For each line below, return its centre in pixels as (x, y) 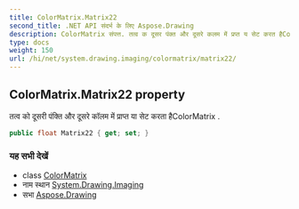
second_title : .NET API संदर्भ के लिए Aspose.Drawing (101, 26)
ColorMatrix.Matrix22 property (97, 95)
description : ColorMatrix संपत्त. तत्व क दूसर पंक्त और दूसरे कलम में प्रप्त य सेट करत (142, 34)
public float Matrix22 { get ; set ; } (79, 133)
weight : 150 (31, 51)
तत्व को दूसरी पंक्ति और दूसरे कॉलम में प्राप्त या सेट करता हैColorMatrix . (115, 116)
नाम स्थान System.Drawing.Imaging (83, 184)
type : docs (29, 42)
